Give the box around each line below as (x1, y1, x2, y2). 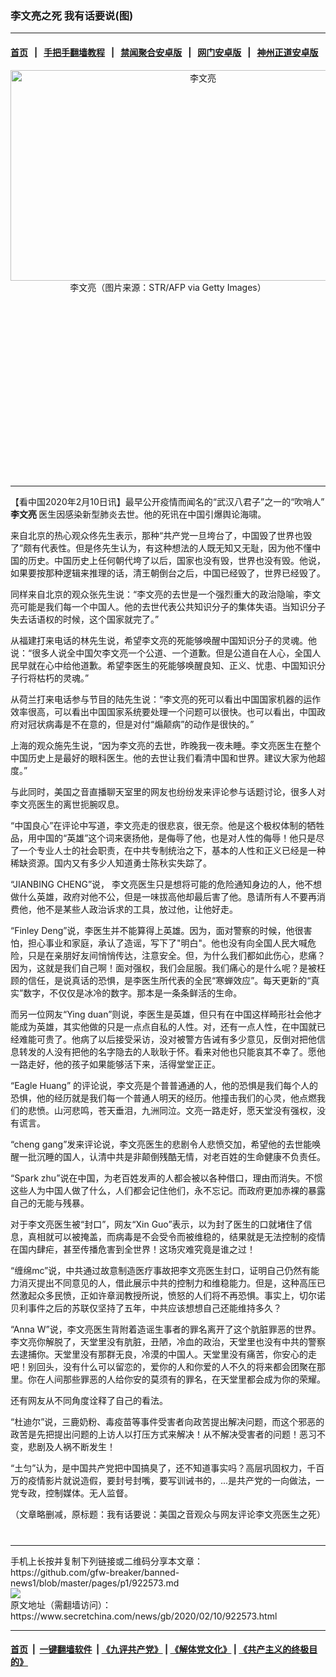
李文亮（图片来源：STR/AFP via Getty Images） (69, 281, 267, 293)
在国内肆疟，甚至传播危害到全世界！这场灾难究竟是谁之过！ (10, 1243, 256, 1255)
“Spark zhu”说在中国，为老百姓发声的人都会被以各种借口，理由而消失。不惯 (10, 1172, 323, 1184)
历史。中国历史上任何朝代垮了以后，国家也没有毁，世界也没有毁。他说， (27, 554, 326, 566)
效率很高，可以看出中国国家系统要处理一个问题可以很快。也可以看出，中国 (10, 705, 317, 717)
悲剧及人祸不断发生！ (27, 1440, 116, 1452)
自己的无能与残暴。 (10, 1197, 90, 1209)
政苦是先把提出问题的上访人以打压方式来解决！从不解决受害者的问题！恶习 (10, 1428, 317, 1440)
